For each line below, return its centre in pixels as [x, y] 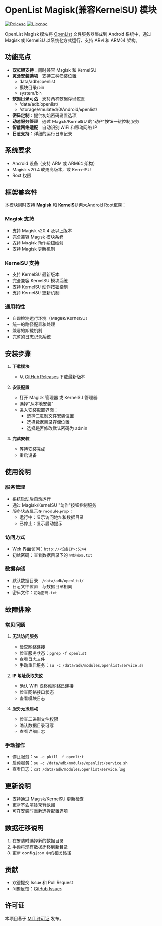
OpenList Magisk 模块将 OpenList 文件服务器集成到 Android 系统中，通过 [78, 34]
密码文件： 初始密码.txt [34, 593]
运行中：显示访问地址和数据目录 [51, 517]
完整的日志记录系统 [31, 337]
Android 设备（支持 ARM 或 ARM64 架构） [55, 163]
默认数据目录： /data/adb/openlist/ [48, 581]
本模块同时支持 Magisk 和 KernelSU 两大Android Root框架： [66, 205]
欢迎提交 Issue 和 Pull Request [42, 882]
